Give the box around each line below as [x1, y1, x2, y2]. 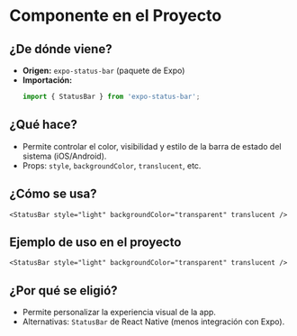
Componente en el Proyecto [9, 5, 222, 26]
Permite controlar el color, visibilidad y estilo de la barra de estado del [22, 141, 282, 151]
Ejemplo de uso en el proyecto [9, 234, 182, 250]
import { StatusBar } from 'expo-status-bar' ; [22, 92, 201, 101]
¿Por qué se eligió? [9, 283, 119, 298]
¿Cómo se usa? [9, 186, 97, 202]
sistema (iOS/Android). [22, 150, 107, 161]
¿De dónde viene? [9, 41, 112, 57]
